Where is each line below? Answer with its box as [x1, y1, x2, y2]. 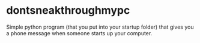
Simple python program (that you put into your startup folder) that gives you [6, 23, 194, 30]
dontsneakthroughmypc [6, 4, 130, 17]
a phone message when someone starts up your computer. [6, 29, 153, 36]
